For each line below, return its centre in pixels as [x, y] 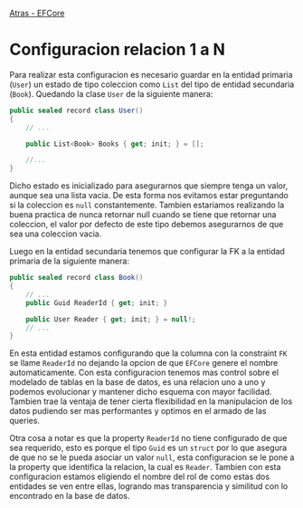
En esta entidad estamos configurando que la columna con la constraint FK [148, 353]
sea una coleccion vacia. [56, 234]
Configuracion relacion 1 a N [118, 50]
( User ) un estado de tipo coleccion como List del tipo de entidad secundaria [152, 84]
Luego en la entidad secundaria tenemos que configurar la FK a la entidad [147, 252]
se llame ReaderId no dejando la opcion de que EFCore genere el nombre [144, 363]
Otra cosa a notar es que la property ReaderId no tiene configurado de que [148, 438]
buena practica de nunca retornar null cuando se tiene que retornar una [143, 215]
